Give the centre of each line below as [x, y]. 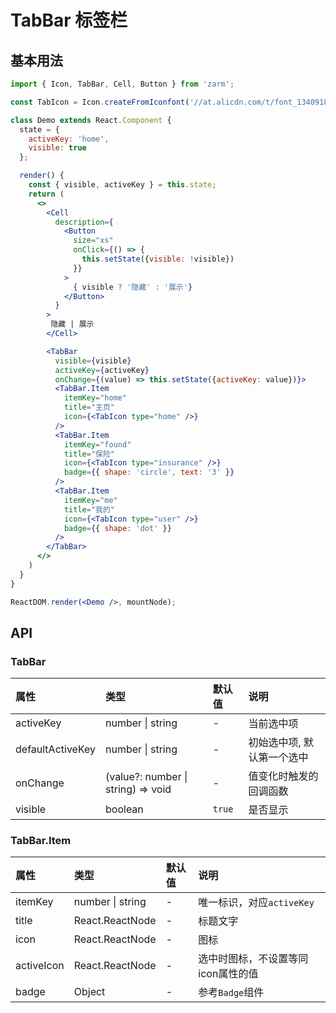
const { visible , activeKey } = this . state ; [122, 185]
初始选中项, [275, 743]
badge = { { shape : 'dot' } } [117, 528]
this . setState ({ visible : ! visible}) [158, 259]
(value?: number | [146, 777]
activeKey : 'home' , [69, 139]
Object [89, 992]
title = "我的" [89, 509]
